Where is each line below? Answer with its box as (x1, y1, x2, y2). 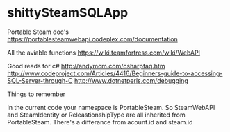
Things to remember (7, 90, 66, 98)
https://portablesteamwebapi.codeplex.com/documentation (7, 35, 179, 43)
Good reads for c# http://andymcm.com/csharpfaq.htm (7, 62, 165, 70)
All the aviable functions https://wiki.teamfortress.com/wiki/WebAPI (7, 48, 200, 57)
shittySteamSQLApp (7, 5, 129, 21)
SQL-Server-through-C (7, 76, 73, 84)
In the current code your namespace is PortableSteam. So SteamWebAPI (7, 103, 215, 111)
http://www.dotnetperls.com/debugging (74, 76, 189, 84)
